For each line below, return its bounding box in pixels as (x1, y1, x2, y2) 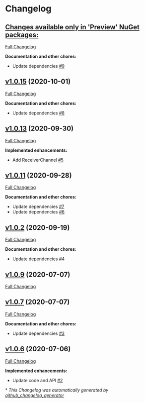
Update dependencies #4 (12, 256, 65, 262)
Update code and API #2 (12, 377, 63, 383)
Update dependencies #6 (12, 209, 65, 215)
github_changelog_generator (5, 392, 65, 398)
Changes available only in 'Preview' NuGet (5, 23, 140, 31)
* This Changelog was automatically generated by (5, 387, 109, 393)
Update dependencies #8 (12, 110, 65, 116)
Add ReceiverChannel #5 (12, 157, 64, 163)
